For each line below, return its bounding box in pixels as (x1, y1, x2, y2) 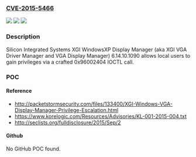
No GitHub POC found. (6, 145, 61, 152)
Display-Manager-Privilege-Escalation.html (14, 106, 119, 113)
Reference (6, 88, 32, 95)
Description (6, 33, 40, 41)
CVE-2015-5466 (6, 4, 54, 12)
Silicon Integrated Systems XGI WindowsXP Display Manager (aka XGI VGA (6, 46, 187, 53)
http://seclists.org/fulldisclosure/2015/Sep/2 (14, 118, 121, 126)
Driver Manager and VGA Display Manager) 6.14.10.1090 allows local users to (6, 52, 191, 59)
